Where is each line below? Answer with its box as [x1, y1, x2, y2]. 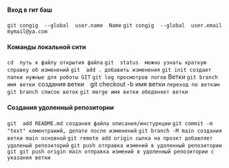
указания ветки [7, 154, 51, 161]
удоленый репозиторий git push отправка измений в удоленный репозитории [7, 142, 222, 149]
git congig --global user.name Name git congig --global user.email [7, 22, 222, 29]
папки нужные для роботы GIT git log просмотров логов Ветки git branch [7, 73, 219, 81]
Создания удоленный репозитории [7, 104, 114, 111]
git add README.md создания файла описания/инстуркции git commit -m [7, 120, 213, 127]
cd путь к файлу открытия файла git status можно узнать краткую [7, 59, 207, 66]
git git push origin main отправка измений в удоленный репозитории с [7, 148, 215, 155]
